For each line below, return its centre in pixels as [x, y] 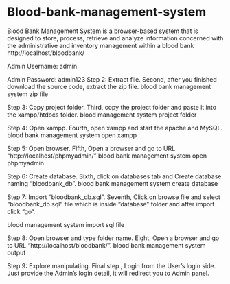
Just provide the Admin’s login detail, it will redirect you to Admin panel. [108, 273]
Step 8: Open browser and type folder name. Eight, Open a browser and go [113, 238]
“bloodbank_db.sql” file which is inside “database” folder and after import [111, 204]
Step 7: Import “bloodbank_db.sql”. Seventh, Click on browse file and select [114, 197]
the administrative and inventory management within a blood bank [101, 45]
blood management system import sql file [66, 224]
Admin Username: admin [42, 66]
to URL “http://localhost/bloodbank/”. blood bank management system [106, 245]
